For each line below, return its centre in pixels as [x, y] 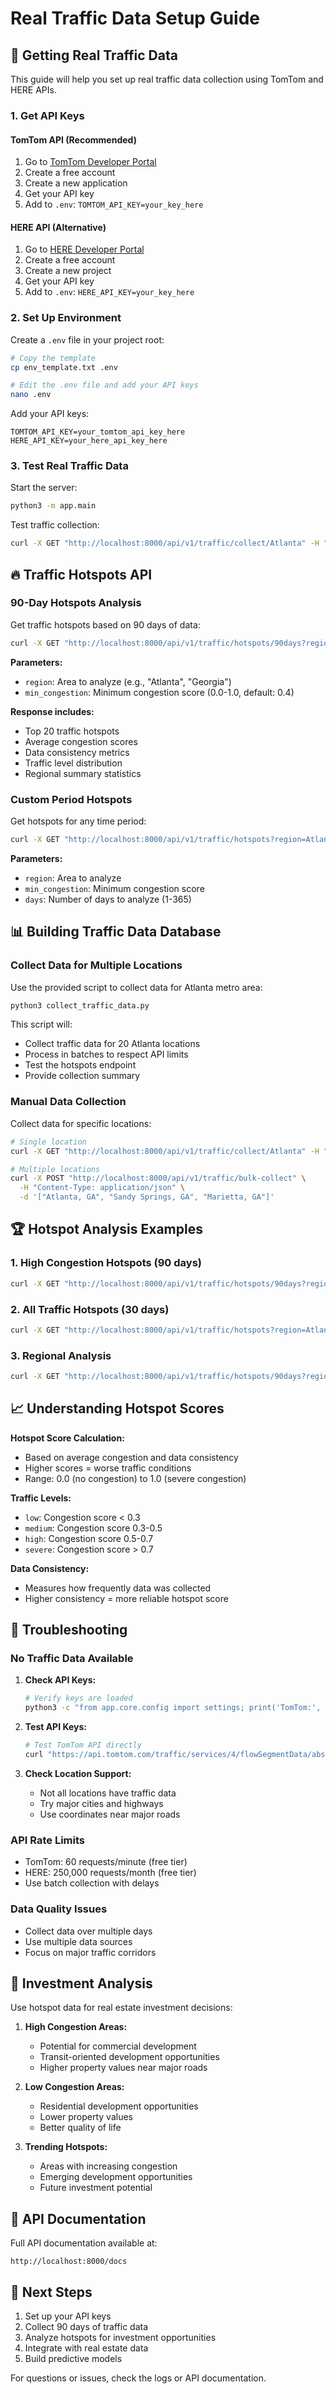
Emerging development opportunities [116, 2177]
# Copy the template [53, 358]
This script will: [41, 1024]
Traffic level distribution [73, 763]
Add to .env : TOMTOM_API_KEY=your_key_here [114, 204]
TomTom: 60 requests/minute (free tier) [106, 1862]
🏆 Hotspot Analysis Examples [106, 1229]
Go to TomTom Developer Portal [90, 162]
